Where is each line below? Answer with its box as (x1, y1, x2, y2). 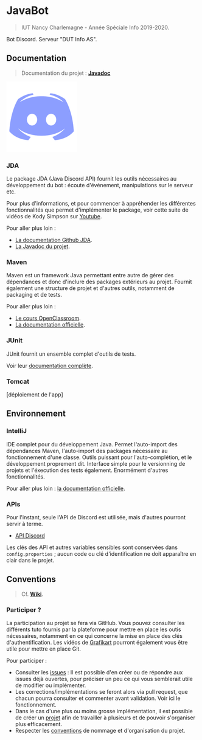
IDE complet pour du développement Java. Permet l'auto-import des (6, 440, 178, 448)
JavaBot (6, 4, 49, 18)
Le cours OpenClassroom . (15, 314, 81, 322)
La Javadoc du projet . (15, 243, 70, 250)
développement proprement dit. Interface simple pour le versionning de (6, 460, 186, 467)
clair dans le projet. (6, 556, 55, 564)
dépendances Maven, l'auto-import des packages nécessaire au (6, 447, 169, 454)
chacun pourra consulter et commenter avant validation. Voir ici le (15, 694, 181, 702)
